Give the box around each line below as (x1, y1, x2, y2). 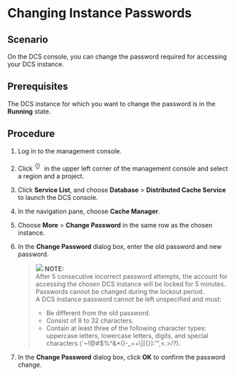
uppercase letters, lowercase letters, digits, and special (46, 331, 209, 340)
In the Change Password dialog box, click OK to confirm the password (17, 352, 226, 361)
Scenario (7, 34, 48, 46)
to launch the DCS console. (17, 193, 98, 201)
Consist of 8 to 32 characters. (46, 316, 134, 325)
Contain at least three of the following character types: (46, 323, 207, 332)
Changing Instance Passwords (7, 5, 192, 21)
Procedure (7, 128, 56, 140)
